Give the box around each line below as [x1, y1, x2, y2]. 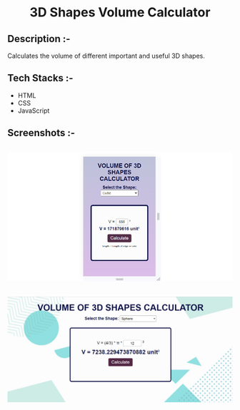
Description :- [7, 33, 71, 45]
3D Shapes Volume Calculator [29, 4, 211, 21]
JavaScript [17, 106, 50, 115]
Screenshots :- [7, 127, 76, 139]
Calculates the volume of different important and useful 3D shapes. [7, 51, 205, 60]
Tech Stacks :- [7, 72, 74, 84]
